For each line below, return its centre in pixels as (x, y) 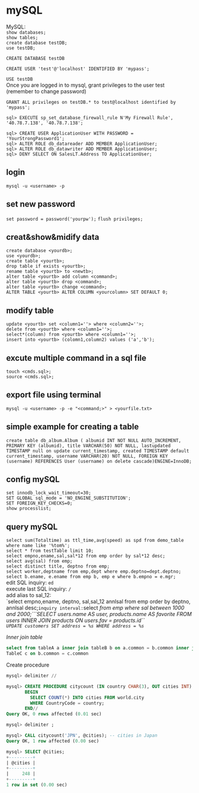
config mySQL (33, 479)
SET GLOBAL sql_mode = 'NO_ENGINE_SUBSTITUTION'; (69, 498)
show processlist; (29, 509)
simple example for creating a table (73, 427)
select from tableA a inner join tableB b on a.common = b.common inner (98, 648)
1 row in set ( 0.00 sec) (37, 785)
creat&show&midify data (53, 237)
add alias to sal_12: (29, 595)
